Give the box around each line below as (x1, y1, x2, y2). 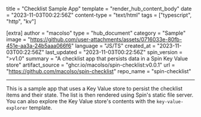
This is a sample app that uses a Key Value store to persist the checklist (6, 85, 183, 92)
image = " (6, 36, 31, 43)
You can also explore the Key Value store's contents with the (6, 98, 156, 104)
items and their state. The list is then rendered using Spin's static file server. (6, 91, 193, 98)
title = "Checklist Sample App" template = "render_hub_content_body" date (6, 5, 192, 12)
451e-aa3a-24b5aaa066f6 (6, 42, 72, 49)
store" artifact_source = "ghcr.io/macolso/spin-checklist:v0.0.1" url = (6, 61, 175, 68)
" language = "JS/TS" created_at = (71, 42, 156, 49)
